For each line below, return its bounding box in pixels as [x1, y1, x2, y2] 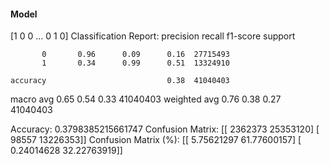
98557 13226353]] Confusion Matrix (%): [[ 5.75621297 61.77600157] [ [10, 134, 302, 146]
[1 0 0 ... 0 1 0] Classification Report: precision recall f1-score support [10, 30, 296, 42]
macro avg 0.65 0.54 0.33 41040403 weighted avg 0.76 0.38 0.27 [10, 93, 282, 105]
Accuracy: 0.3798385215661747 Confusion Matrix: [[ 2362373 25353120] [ [10, 123, 320, 135]
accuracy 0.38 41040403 [10, 76, 230, 86]
